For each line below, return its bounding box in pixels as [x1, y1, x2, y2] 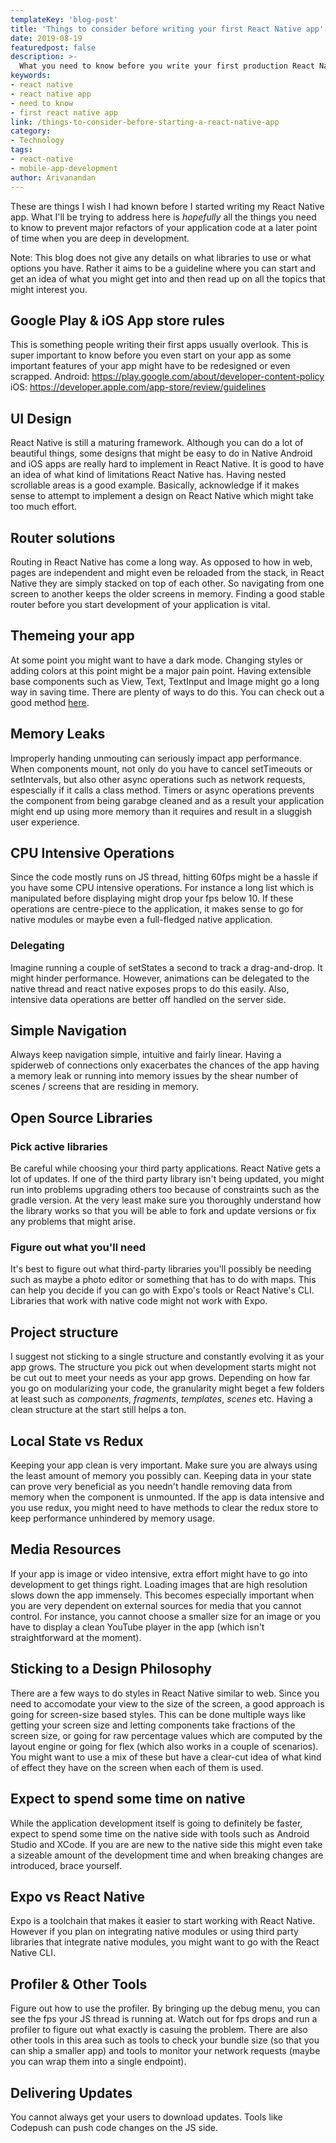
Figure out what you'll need [10, 1241, 147, 1255]
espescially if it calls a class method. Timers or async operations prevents [10, 784, 315, 796]
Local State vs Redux [10, 1432, 144, 1450]
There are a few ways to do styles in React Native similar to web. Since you [10, 1687, 320, 1699]
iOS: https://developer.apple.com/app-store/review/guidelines [10, 381, 267, 393]
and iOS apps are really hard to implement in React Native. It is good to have [10, 458, 325, 470]
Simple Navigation [10, 1022, 127, 1040]
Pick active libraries [10, 1139, 108, 1153]
